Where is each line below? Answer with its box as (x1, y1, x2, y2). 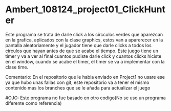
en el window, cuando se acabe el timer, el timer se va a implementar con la (5, 58, 165, 64)
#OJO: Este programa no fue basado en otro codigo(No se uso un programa (5, 95, 166, 101)
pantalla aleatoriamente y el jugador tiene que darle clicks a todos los (5, 42, 152, 48)
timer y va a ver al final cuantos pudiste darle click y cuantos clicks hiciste (5, 53, 162, 59)
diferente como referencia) (5, 100, 62, 106)
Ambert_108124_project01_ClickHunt (5, 4, 165, 15)
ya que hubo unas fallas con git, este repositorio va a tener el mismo (5, 79, 149, 85)
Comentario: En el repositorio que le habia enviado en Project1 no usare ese (5, 74, 165, 80)
